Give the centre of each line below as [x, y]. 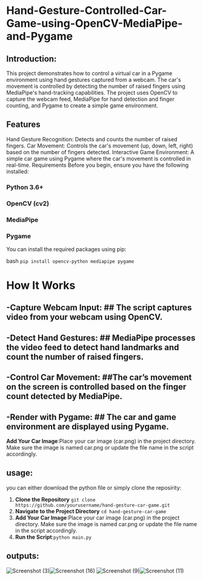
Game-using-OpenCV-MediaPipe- [95, 23]
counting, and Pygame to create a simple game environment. [82, 106]
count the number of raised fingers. [75, 356]
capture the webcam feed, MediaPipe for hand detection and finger [90, 99]
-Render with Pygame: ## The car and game [92, 417]
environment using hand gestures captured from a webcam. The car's [94, 80]
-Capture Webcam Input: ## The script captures [99, 308]
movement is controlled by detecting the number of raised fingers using [96, 86]
